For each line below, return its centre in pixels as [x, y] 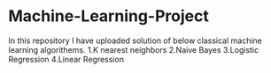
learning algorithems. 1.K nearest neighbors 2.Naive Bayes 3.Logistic [134, 49]
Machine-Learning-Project [108, 16]
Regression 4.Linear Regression [66, 59]
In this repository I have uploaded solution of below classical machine [135, 40]
